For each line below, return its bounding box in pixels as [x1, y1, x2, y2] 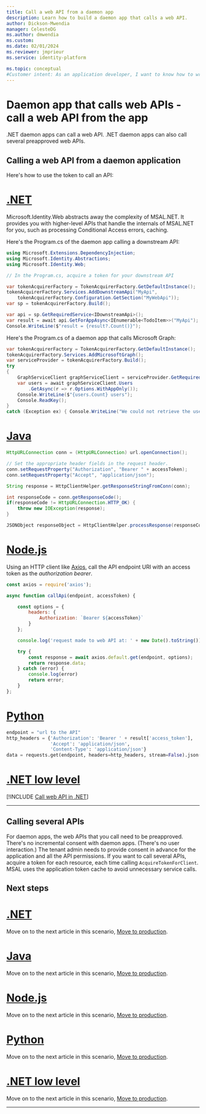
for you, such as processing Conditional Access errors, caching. [6, 226, 169, 233]
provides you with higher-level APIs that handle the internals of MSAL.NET [6, 220, 194, 227]
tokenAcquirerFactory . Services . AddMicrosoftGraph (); [6, 352, 144, 358]
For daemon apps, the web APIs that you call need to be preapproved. [6, 833, 183, 840]
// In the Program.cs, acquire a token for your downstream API [6, 272, 174, 279]
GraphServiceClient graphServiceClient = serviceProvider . [17, 374, 172, 381]
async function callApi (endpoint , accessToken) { [6, 593, 136, 599]
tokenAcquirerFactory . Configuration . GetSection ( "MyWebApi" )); [17, 295, 180, 301]
